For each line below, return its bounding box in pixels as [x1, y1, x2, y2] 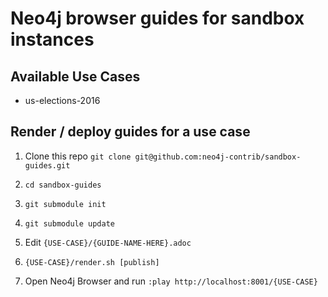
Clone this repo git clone [24, 150, 132, 162]
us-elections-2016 [24, 95, 101, 106]
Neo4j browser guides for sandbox [10, 7, 305, 30]
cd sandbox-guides [24, 180, 102, 190]
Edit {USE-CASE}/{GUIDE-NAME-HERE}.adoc [24, 236, 192, 248]
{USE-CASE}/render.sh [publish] [24, 257, 160, 267]
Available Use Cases [10, 68, 141, 85]
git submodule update [24, 218, 115, 229]
